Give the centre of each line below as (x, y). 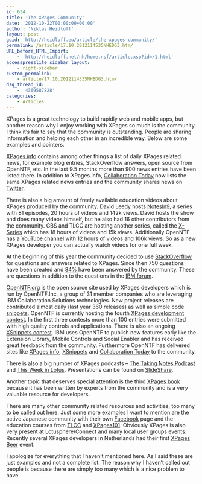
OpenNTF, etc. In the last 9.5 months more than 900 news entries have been (101, 169)
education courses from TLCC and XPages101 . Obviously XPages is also (96, 425)
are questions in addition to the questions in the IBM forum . (80, 276)
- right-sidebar (38, 68)
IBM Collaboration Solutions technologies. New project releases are (90, 300)
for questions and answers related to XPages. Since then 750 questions (95, 263)
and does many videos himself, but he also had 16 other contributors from (98, 219)
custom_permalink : (29, 74)
